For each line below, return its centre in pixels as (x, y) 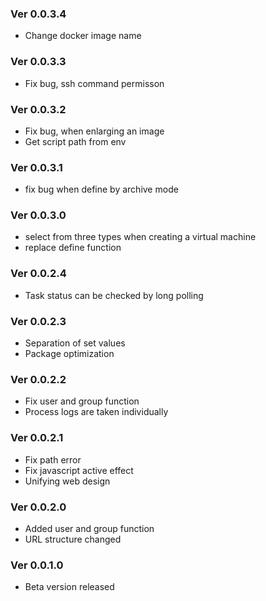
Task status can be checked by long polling (114, 295)
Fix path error (53, 459)
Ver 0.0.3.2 (38, 109)
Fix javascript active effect (79, 470)
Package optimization (69, 354)
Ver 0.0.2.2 (38, 379)
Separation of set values (75, 343)
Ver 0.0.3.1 (36, 167)
